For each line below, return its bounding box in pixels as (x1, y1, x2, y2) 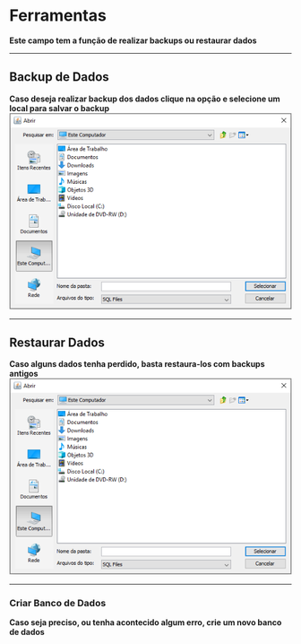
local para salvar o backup (9, 102, 110, 113)
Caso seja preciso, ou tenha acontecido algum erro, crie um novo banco (9, 617, 282, 628)
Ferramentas (9, 5, 107, 26)
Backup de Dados (9, 69, 109, 85)
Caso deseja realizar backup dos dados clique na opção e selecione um (9, 93, 280, 104)
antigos (9, 369, 39, 379)
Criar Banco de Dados (9, 597, 107, 610)
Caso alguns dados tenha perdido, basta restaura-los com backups (9, 359, 266, 370)
